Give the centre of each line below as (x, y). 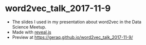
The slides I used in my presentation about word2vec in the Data (77, 22)
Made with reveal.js (32, 32)
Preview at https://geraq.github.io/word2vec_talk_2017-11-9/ (73, 37)
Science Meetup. (29, 27)
